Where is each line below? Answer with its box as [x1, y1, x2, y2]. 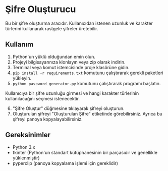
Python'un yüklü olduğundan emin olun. [12, 53, 96, 60]
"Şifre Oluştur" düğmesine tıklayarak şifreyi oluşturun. [12, 105, 125, 111]
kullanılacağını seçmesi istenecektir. [5, 95, 80, 101]
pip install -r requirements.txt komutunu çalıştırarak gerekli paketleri [12, 70, 163, 76]
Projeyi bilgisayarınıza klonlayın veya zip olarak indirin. [12, 59, 126, 65]
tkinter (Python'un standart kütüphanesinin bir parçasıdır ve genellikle [12, 149, 158, 155]
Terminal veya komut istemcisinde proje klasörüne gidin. [12, 64, 130, 70]
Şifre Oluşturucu [5, 4, 76, 15]
